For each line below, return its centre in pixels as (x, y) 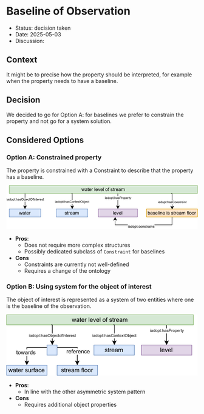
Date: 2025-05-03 (38, 34)
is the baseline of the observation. (49, 306)
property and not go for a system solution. (59, 121)
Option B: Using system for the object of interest (79, 286)
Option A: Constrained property (54, 157)
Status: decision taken (43, 28)
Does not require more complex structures (77, 245)
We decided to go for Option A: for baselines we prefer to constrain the (95, 115)
